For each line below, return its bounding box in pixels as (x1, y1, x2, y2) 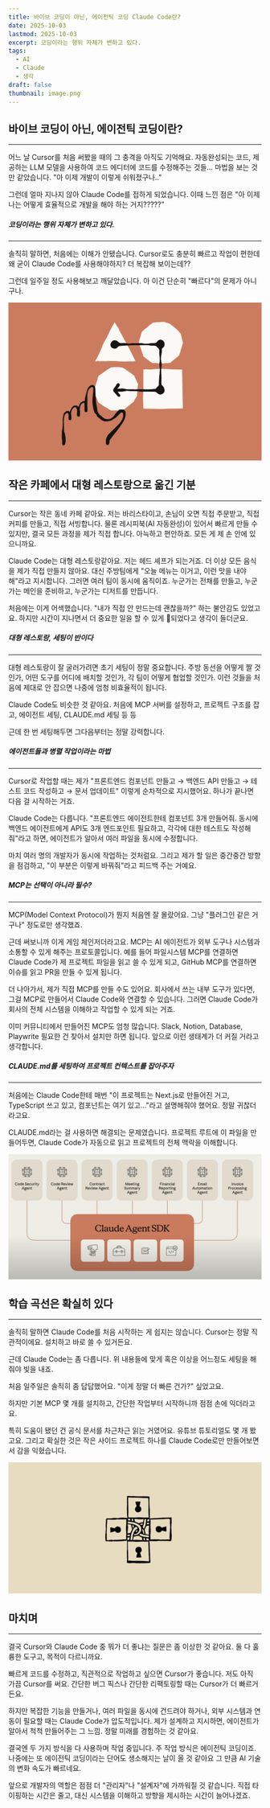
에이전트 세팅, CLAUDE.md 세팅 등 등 (18, 709, 137, 719)
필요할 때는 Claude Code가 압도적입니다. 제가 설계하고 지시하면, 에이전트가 (22, 1716, 260, 1726)
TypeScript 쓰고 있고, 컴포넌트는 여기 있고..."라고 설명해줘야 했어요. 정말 (8, 1100, 235, 1110)
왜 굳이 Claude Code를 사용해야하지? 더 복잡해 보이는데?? (8, 259, 191, 269)
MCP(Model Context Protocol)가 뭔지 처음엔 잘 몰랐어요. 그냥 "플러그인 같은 (8, 910, 251, 919)
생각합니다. (8, 1042, 43, 1051)
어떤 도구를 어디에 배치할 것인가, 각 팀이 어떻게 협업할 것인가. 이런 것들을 (25, 672, 252, 682)
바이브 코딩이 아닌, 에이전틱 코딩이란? (8, 121, 183, 136)
